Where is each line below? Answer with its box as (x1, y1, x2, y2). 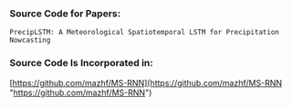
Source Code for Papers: (9, 7, 121, 20)
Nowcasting (9, 35, 51, 45)
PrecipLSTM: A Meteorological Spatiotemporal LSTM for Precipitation (9, 28, 280, 37)
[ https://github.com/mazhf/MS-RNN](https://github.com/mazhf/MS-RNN (9, 77, 283, 88)
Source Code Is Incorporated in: (9, 57, 153, 70)
